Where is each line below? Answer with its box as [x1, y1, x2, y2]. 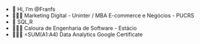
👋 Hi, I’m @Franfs [12, 6, 56, 12]
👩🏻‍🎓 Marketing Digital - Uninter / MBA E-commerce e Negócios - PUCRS [12, 12, 195, 19]
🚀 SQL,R [12, 18, 33, 25]
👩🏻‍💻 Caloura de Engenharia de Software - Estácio [12, 24, 138, 32]
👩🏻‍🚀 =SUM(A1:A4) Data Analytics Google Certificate [12, 31, 143, 38]
